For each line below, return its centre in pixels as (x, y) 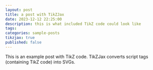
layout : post (19, 10)
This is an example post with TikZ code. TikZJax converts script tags (77, 56)
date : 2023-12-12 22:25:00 (34, 19)
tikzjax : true (20, 38)
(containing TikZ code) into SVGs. (40, 62)
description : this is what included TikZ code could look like (73, 24)
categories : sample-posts (32, 33)
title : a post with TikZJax (35, 14)
